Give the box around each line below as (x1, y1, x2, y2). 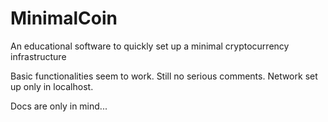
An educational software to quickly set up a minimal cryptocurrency (10, 40, 290, 52)
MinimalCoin (10, 7, 118, 30)
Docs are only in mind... (10, 100, 108, 112)
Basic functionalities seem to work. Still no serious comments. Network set (10, 70, 318, 82)
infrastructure (10, 50, 67, 62)
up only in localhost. (10, 80, 94, 92)
